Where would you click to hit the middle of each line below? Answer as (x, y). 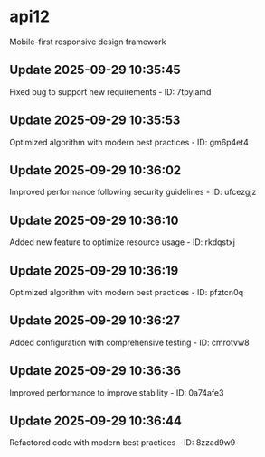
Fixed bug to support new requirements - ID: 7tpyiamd (110, 91)
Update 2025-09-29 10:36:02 (95, 170)
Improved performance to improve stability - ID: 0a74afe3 (117, 392)
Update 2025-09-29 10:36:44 (96, 421)
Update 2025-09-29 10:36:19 (94, 270)
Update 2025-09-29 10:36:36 (95, 371)
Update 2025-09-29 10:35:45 (95, 70)
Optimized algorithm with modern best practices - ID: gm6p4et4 (129, 142)
